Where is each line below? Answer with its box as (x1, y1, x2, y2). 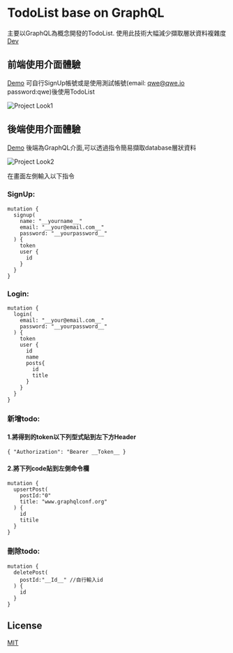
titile (20, 517, 39, 524)
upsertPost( (13, 486, 49, 494)
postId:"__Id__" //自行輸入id (20, 576, 103, 583)
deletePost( (13, 568, 49, 576)
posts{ (25, 360, 45, 367)
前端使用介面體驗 (7, 59, 81, 71)
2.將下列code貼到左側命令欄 (7, 464, 89, 473)
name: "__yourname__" (20, 217, 82, 224)
